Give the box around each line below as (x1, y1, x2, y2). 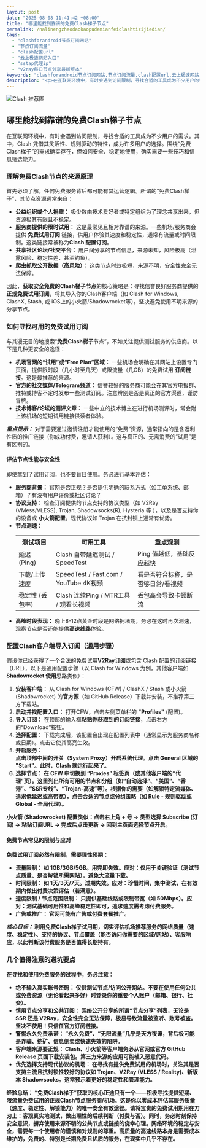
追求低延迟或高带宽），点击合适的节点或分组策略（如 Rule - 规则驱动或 (15, 793, 192, 800)
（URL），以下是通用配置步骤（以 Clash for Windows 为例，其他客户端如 (6, 665, 189, 672)
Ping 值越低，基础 (137, 549, 189, 558)
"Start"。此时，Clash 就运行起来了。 (15, 762, 110, 770)
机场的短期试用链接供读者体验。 (26, 412, 107, 420)
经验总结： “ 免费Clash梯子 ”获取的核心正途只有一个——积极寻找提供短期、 (6, 1088, 195, 1096)
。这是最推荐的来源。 (20, 373, 75, 381)
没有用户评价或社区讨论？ (36, 491, 102, 498)
